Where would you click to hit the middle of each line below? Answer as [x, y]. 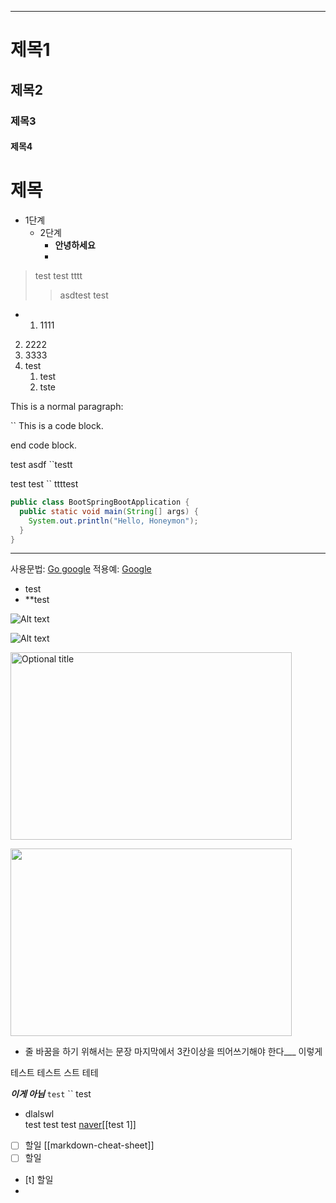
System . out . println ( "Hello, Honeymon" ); [113, 521]
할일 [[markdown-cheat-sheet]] [89, 1145]
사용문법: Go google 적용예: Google [81, 569]
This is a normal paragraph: [67, 407]
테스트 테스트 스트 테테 [54, 1073]
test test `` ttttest [44, 484]
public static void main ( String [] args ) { [109, 511]
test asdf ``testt [41, 465]
